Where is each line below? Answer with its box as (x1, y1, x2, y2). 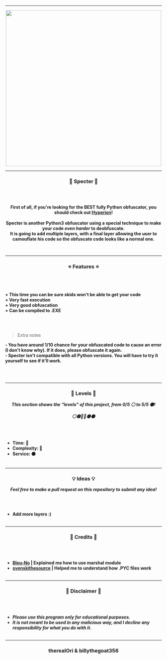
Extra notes (17, 332, 41, 338)
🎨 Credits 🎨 (70, 534, 97, 541)
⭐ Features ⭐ (68, 263, 99, 270)
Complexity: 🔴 (12, 445, 43, 451)
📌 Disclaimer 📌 (66, 588, 101, 595)
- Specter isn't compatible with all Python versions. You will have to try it (5, 352, 158, 358)
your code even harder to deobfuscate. (42, 225, 125, 231)
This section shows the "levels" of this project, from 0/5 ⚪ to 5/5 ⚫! (11, 401, 156, 407)
